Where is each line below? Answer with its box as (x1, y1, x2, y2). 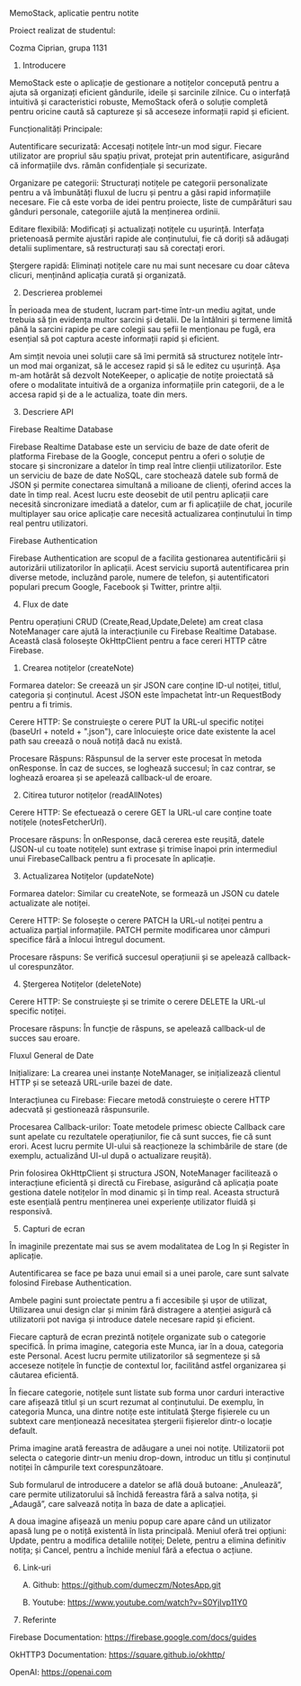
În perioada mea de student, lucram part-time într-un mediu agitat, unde (9, 305, 276, 315)
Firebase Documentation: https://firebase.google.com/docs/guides (9, 1632, 257, 1642)
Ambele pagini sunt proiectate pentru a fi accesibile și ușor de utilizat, (9, 1295, 268, 1305)
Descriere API (22, 407, 74, 417)
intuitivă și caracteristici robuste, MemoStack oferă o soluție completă (9, 96, 268, 107)
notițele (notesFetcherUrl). (9, 816, 107, 827)
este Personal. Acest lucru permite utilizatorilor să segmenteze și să (9, 1350, 261, 1361)
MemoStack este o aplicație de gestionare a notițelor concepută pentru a (9, 77, 279, 88)
